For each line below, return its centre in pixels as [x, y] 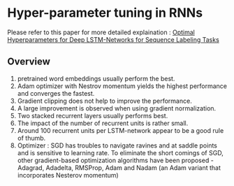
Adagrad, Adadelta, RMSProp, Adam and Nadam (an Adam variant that [119, 167]
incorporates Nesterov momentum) [68, 175]
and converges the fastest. [56, 93]
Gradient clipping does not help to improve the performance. [104, 101]
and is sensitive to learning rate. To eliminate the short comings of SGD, [120, 152]
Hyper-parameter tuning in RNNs [105, 13]
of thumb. [31, 138]
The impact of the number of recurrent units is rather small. [103, 123]
